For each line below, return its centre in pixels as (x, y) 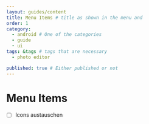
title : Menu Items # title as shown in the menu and (74, 18)
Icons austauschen (39, 115)
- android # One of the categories (57, 35)
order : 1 (17, 23)
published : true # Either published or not (62, 68)
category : (19, 29)
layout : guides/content (36, 12)
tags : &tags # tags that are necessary (57, 52)
